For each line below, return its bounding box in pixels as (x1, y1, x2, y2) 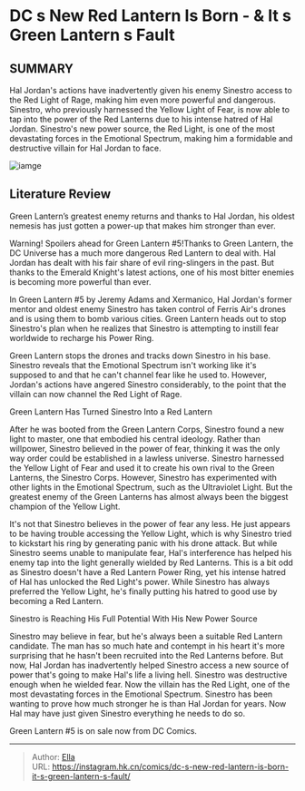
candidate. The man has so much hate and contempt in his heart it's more (9, 640, 286, 651)
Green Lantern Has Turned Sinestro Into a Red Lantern (9, 405, 213, 417)
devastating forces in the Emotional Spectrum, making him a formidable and (9, 133, 293, 143)
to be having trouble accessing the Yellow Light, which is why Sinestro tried (9, 528, 292, 539)
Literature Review (9, 187, 112, 202)
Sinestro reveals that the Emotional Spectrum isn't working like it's (9, 359, 257, 370)
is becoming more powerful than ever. (9, 276, 152, 287)
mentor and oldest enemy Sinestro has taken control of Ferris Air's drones (9, 303, 286, 314)
